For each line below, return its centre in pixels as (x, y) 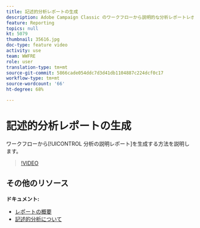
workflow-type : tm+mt (33, 78)
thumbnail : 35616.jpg (33, 39)
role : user (20, 61)
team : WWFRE (21, 56)
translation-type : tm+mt (37, 67)
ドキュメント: (23, 199)
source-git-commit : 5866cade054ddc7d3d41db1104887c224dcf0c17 (85, 73)
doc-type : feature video (37, 45)
